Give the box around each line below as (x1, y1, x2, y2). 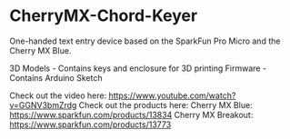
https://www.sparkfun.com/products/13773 (9, 119, 172, 130)
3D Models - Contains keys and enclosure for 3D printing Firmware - (9, 63, 266, 74)
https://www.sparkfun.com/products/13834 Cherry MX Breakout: (9, 109, 254, 120)
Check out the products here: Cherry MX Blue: (78, 99, 253, 110)
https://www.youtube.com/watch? (108, 90, 236, 101)
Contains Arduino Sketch (9, 72, 103, 83)
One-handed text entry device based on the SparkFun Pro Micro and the (9, 35, 281, 46)
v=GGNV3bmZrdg (9, 99, 77, 110)
